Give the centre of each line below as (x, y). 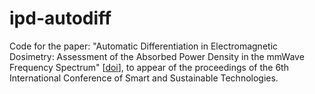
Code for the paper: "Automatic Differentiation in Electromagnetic (144, 46)
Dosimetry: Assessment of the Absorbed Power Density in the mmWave (157, 56)
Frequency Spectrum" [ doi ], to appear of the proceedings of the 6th (149, 67)
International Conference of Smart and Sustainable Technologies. (144, 78)
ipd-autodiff (60, 18)
